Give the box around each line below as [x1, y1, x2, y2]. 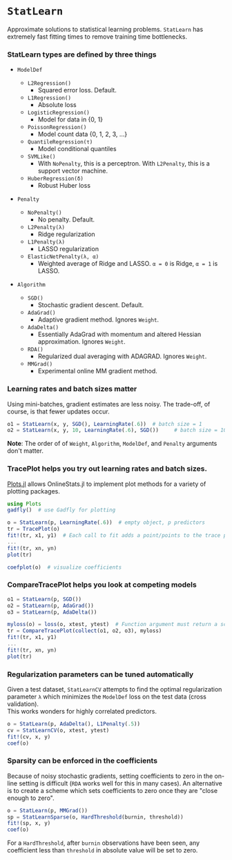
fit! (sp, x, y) [7, 820, 51, 827]
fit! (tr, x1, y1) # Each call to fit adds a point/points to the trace [7, 532, 221, 539]
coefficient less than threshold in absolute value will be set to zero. [7, 846, 198, 854]
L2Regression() [27, 80, 71, 87]
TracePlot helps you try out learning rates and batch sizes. [7, 464, 207, 473]
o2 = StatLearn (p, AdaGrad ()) [7, 602, 95, 609]
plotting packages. [7, 487, 60, 495]
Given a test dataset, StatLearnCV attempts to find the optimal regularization [7, 685, 222, 693]
